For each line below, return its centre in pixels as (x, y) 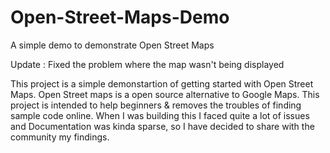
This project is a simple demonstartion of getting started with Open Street (162, 83)
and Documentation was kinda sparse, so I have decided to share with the (162, 126)
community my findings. (60, 137)
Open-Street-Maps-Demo (120, 17)
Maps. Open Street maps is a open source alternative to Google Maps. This (165, 94)
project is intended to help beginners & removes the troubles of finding (156, 105)
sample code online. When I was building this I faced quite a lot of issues (160, 115)
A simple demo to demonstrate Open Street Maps (112, 45)
